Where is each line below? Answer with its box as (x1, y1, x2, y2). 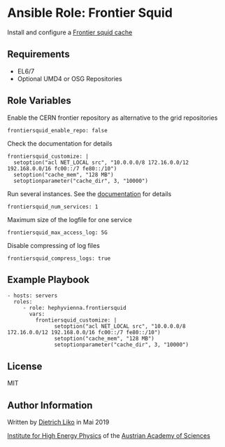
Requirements (7, 48, 70, 60)
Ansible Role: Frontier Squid (7, 5, 173, 21)
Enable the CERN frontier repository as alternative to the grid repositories (7, 114, 218, 122)
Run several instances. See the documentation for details (7, 189, 172, 198)
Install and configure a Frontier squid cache (7, 28, 133, 36)
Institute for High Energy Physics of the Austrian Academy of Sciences (7, 432, 211, 439)
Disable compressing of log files (7, 241, 100, 249)
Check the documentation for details (7, 139, 113, 148)
